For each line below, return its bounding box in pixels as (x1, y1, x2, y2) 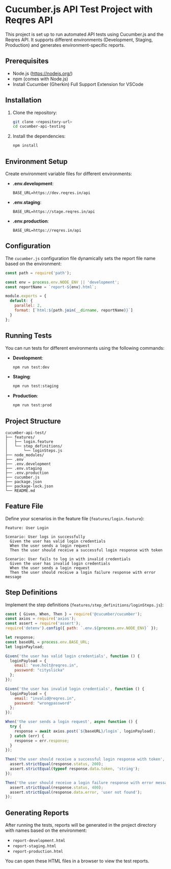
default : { (10, 298, 33, 303)
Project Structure (5, 416, 61, 426)
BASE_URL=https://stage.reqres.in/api (12, 209, 95, 214)
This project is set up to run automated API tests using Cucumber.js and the (5, 31, 164, 37)
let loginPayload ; (5, 644, 44, 650)
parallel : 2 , (14, 303, 42, 309)
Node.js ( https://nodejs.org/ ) (12, 70, 73, 76)
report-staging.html (12, 844, 56, 849)
